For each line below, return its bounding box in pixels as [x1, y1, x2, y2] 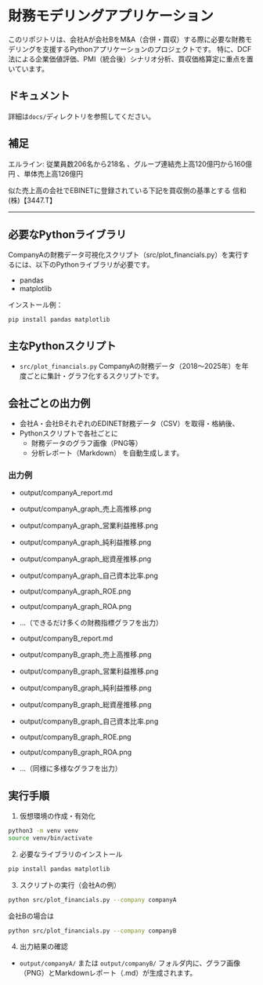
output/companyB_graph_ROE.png [19, 732, 131, 742]
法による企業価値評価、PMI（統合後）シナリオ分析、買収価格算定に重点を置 [8, 54, 254, 64]
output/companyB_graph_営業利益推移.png [19, 666, 159, 676]
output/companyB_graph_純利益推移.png [19, 684, 152, 693]
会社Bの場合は [8, 911, 55, 921]
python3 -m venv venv [8, 827, 79, 835]
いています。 [8, 64, 49, 73]
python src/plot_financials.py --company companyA [8, 896, 177, 903]
